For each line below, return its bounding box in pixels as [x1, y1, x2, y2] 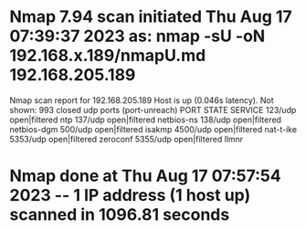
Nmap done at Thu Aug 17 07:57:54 [9, 166, 281, 186]
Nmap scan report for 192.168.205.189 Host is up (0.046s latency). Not [9, 94, 274, 106]
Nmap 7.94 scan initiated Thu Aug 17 [9, 6, 292, 27]
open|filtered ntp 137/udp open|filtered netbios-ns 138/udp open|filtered [9, 114, 281, 125]
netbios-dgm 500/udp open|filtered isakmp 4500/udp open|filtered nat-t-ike [9, 123, 298, 134]
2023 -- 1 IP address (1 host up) [9, 185, 251, 206]
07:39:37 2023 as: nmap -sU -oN [9, 26, 266, 47]
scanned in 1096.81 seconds [9, 204, 230, 225]
